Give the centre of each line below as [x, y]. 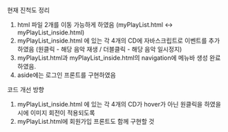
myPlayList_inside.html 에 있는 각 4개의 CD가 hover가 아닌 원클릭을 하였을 [119, 104]
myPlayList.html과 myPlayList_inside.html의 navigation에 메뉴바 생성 [113, 58]
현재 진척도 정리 [29, 10]
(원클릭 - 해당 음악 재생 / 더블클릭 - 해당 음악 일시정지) [109, 49]
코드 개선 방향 [26, 89]
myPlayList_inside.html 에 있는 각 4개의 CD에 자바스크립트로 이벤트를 [112, 41]
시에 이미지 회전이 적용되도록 [56, 113]
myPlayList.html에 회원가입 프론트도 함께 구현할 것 [86, 121]
